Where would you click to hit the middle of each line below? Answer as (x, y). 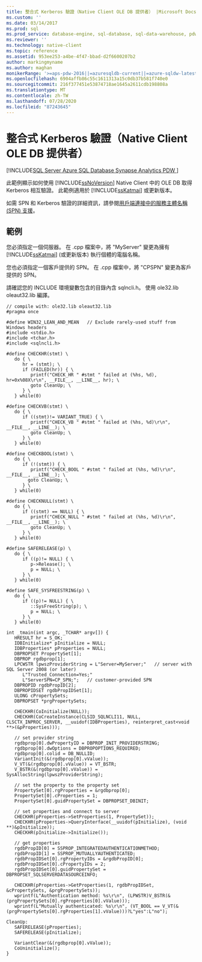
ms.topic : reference (32, 51)
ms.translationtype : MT (36, 90)
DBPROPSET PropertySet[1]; (48, 654)
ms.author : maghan (29, 68)
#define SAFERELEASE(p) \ (38, 549)
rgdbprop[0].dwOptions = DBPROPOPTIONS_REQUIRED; (78, 749)
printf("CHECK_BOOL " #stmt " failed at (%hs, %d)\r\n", (103, 470)
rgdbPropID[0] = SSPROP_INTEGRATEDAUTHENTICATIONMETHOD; (87, 848)
